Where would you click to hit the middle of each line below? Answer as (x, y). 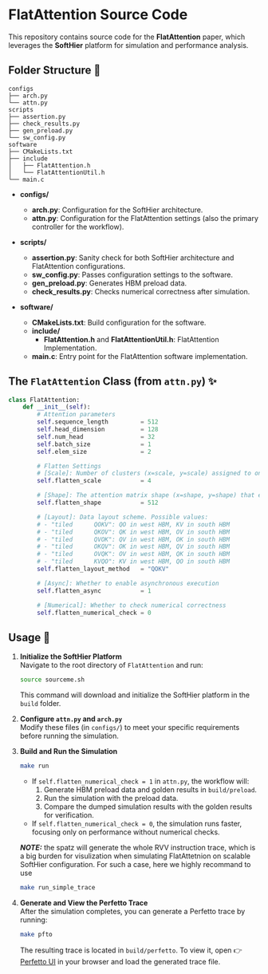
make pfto (36, 934)
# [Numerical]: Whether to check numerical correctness (132, 605)
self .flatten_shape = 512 (98, 503)
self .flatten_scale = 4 (94, 481)
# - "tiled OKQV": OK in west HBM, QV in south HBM (133, 547)
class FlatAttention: (44, 400)
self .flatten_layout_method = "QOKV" (103, 569)
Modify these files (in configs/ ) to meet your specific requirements (130, 728)
